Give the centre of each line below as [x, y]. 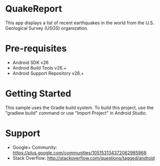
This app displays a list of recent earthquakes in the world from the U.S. [80, 23]
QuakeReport [34, 9]
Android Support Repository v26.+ [48, 73]
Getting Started [38, 94]
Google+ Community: [35, 147]
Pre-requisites [36, 49]
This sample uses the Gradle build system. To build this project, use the [79, 107]
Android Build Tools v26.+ [39, 68]
